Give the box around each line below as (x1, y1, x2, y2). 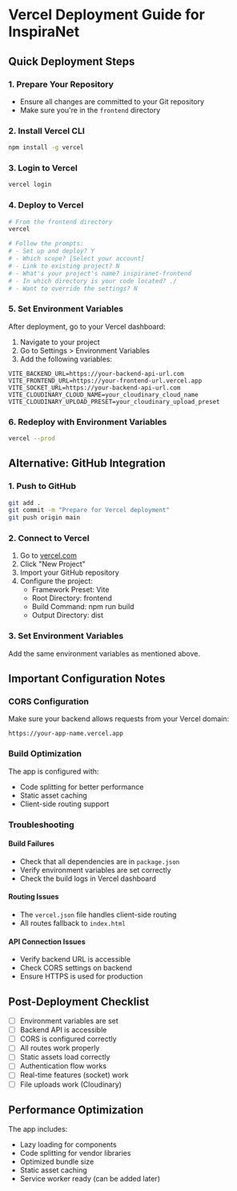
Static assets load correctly (19, 1052, 110, 1062)
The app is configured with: (8, 766, 99, 776)
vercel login (8, 180, 52, 189)
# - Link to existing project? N (8, 262, 120, 270)
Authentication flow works (19, 1061, 106, 1071)
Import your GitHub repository (19, 567, 120, 578)
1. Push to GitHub (8, 481, 77, 492)
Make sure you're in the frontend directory (19, 105, 161, 115)
